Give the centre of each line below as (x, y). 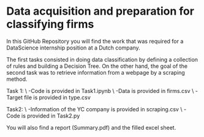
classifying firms (50, 24)
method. (17, 79)
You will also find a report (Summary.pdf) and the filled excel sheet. (91, 127)
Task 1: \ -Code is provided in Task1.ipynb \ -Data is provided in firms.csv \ (100, 91)
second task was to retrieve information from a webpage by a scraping (96, 72)
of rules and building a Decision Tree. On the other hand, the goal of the (97, 66)
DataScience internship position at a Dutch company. (74, 48)
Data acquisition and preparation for (100, 11)
